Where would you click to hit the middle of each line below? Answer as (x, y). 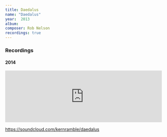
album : (12, 24)
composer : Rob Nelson (28, 28)
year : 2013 (17, 19)
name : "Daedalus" (23, 14)
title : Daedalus (22, 10)
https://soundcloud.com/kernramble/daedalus (52, 130)
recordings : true (23, 33)
